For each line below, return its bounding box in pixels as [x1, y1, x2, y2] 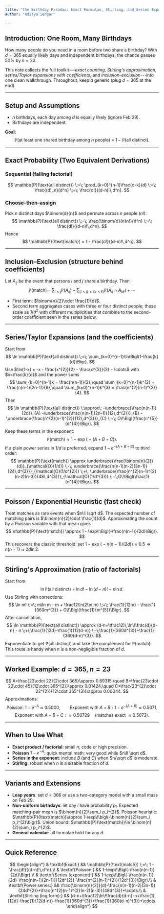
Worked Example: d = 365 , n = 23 [5, 665, 111, 673]
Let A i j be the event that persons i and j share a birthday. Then [5, 278, 130, 285]
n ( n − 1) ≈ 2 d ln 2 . [5, 546, 40, 552]
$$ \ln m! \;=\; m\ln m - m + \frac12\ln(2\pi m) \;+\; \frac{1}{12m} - [8, 602, 140, 608]
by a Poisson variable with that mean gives [5, 521, 91, 527]
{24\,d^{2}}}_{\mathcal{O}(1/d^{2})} [7, 468, 80, 474]
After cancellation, [5, 615, 42, 621]
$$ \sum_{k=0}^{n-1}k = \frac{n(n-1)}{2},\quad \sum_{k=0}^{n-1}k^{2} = [9, 379, 155, 385]
